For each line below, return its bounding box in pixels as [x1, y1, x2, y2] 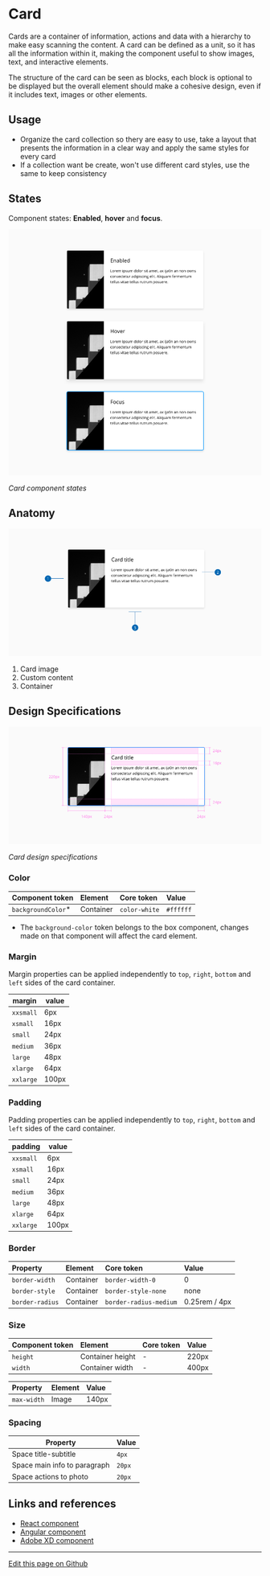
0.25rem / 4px [183, 1297, 231, 1307]
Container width [80, 1363, 133, 1373]
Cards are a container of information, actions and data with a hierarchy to [8, 31, 252, 41]
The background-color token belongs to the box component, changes [19, 922, 249, 932]
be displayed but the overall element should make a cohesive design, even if [8, 81, 261, 91]
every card [19, 151, 56, 161]
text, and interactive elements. [8, 57, 108, 67]
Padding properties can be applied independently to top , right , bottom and [8, 1115, 256, 1125]
